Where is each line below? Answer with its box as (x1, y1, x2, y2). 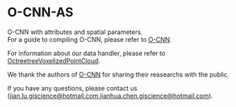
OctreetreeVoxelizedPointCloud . (7, 56, 100, 64)
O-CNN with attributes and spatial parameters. (7, 28, 143, 36)
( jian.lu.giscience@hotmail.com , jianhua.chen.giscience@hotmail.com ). (7, 91, 213, 100)
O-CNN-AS (7, 4, 74, 21)
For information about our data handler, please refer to (7, 49, 166, 57)
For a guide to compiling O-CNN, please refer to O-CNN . (7, 35, 172, 43)
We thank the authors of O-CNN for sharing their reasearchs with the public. (7, 70, 230, 79)
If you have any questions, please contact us (7, 84, 138, 92)
